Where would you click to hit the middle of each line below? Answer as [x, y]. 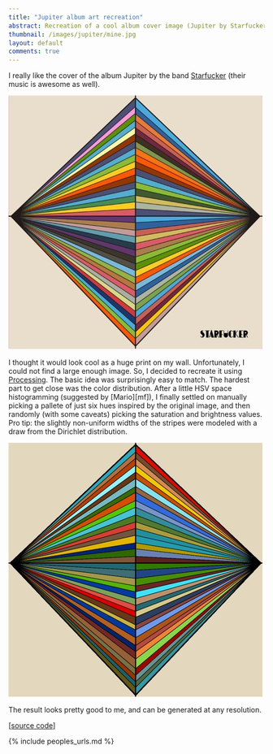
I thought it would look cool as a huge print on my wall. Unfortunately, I [127, 362]
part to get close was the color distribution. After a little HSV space [120, 388]
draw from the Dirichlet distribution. [68, 431]
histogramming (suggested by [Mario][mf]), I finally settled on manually [128, 397]
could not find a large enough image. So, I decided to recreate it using [125, 371]
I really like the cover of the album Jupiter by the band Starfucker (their [127, 76]
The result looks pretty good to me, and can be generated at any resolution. [135, 710]
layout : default [36, 43]
